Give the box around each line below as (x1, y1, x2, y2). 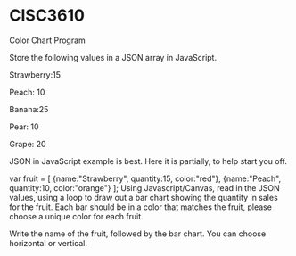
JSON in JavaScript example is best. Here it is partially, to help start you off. (9, 155, 287, 166)
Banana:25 (9, 103, 49, 114)
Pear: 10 (9, 121, 39, 132)
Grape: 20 (9, 138, 46, 149)
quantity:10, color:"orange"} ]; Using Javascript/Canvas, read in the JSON (9, 182, 281, 193)
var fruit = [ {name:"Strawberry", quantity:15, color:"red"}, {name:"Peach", (9, 173, 282, 184)
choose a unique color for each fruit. (9, 211, 144, 221)
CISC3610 (9, 5, 85, 26)
